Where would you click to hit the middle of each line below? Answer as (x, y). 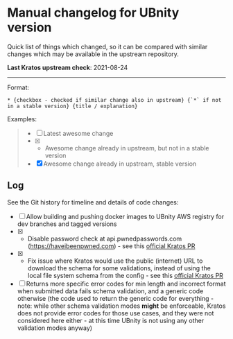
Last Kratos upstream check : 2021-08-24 (68, 67)
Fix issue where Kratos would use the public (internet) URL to (115, 261)
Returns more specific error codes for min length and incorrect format (126, 284)
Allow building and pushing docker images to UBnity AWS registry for (125, 216)
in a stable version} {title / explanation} (72, 106)
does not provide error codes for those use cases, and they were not (115, 313)
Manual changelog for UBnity (93, 13)
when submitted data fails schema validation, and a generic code (110, 291)
